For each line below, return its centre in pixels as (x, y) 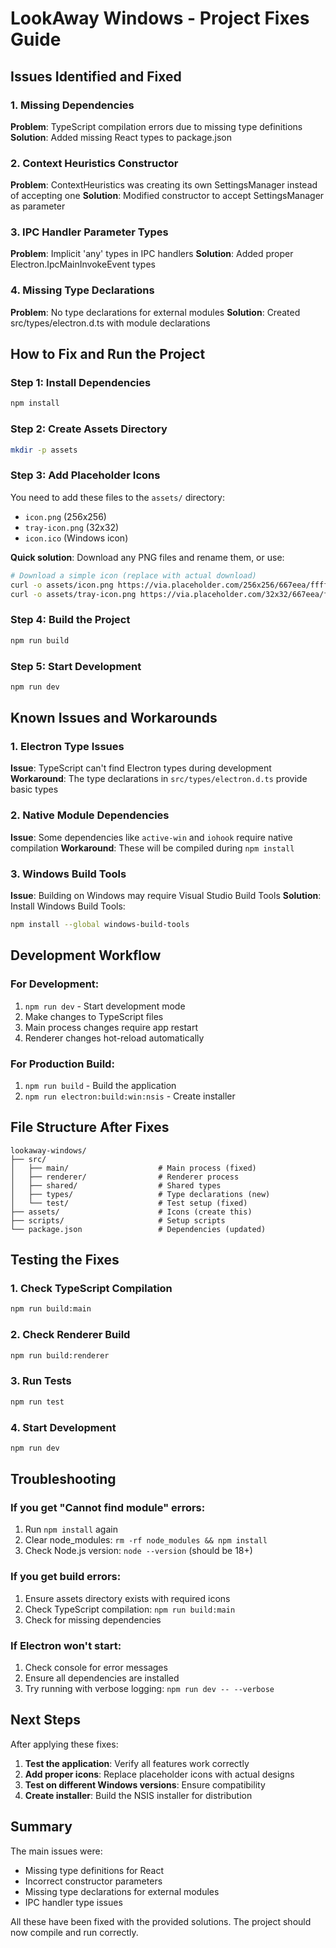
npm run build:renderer (60, 1355)
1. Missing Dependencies (72, 105)
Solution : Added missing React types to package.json (121, 137)
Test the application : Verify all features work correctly (137, 1763)
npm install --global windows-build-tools (100, 925)
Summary (41, 1827)
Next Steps (45, 1720)
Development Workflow (86, 955)
